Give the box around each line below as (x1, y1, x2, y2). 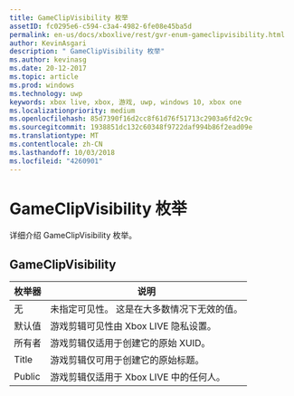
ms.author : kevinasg (9, 55, 88, 64)
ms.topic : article (9, 72, 79, 82)
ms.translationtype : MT (9, 131, 100, 140)
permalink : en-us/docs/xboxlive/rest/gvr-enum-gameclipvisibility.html (9, 30, 285, 39)
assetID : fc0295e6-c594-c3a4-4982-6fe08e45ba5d (9, 22, 193, 31)
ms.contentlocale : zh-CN (9, 140, 103, 149)
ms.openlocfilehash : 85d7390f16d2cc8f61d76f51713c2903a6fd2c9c (9, 114, 253, 123)
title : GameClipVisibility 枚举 (9, 13, 128, 23)
